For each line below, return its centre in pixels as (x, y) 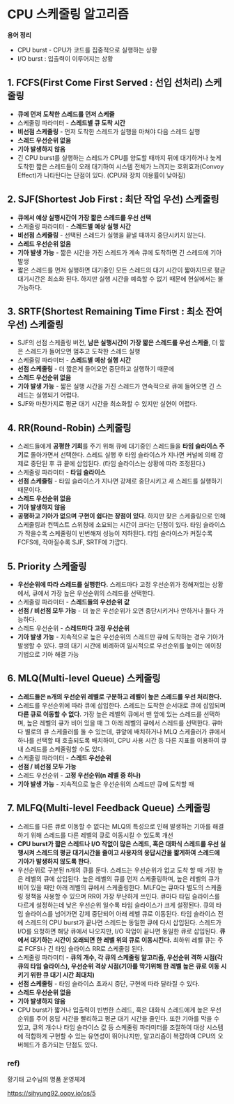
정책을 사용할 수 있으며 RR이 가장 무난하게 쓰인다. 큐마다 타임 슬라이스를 (123, 896)
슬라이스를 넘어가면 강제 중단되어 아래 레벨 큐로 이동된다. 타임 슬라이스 (120, 913)
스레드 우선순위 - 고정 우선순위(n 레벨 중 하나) (79, 775)
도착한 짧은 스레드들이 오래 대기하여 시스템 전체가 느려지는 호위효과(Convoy (120, 166)
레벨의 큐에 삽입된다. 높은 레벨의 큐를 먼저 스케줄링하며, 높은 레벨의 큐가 (122, 878)
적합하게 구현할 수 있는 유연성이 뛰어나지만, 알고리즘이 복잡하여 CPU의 (120, 1036)
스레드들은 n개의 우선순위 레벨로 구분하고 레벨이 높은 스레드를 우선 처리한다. (119, 697)
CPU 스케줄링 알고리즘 (68, 14)
